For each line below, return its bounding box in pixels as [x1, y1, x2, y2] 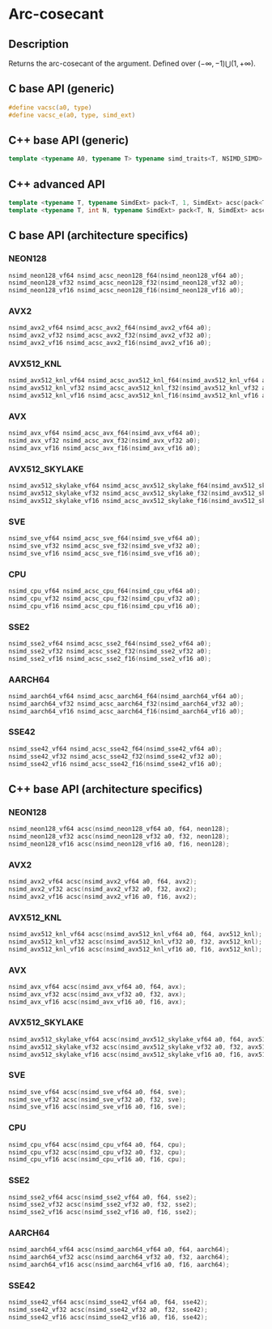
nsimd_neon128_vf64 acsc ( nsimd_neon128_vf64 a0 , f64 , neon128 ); [8, 825, 230, 833]
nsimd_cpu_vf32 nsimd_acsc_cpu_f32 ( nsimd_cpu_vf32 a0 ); [8, 594, 201, 603]
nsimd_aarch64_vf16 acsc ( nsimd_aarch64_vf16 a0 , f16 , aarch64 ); [8, 1261, 230, 1269]
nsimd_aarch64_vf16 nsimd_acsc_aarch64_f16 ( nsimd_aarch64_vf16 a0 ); [8, 707, 244, 715]
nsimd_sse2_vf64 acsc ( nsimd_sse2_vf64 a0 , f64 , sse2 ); [8, 1193, 198, 1201]
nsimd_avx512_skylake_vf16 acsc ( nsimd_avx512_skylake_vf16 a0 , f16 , [8, 1050, 244, 1059]
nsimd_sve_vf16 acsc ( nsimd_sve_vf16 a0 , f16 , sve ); [8, 1103, 186, 1111]
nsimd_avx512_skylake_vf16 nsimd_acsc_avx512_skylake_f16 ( [8, 496, 212, 505]
